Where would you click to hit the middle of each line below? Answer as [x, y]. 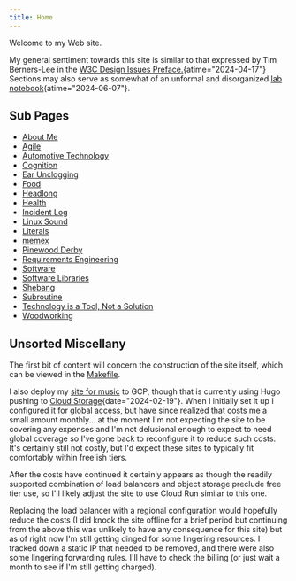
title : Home [31, 17]
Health [34, 203]
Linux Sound [45, 221]
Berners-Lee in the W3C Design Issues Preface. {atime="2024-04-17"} [138, 69]
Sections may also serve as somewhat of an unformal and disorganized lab [146, 78]
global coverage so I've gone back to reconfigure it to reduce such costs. [143, 438]
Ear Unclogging [50, 174]
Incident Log [45, 213]
